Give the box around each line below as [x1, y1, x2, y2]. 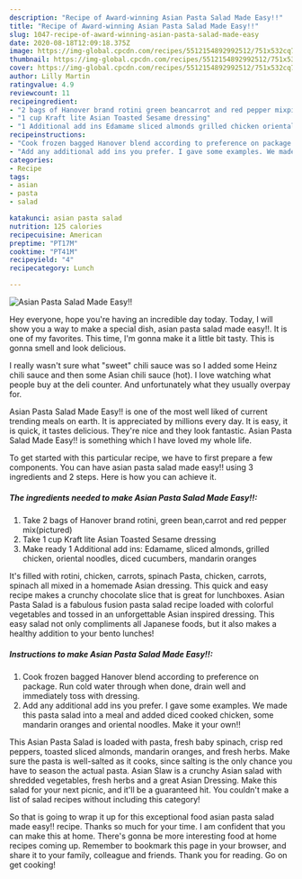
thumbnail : [9, 55, 50, 64]
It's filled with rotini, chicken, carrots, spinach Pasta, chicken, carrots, [9, 570, 267, 581]
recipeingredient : [9, 96, 78, 106]
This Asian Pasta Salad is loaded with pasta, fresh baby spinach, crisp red [9, 736, 283, 748]
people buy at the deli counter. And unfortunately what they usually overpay [9, 379, 290, 390]
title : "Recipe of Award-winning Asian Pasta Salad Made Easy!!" [9, 22, 259, 31]
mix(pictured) [22, 524, 73, 535]
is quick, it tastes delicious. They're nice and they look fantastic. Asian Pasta [9, 425, 292, 436]
